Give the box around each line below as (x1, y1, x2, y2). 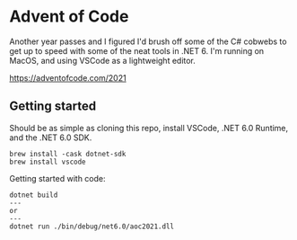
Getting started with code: (9, 173, 106, 183)
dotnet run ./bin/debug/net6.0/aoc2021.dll (9, 222, 175, 231)
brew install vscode (9, 157, 87, 166)
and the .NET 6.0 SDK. (9, 132, 92, 143)
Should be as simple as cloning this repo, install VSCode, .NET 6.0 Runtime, (9, 122, 289, 133)
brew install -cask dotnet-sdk (9, 149, 127, 158)
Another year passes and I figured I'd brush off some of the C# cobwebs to (9, 36, 287, 47)
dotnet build (9, 191, 58, 200)
